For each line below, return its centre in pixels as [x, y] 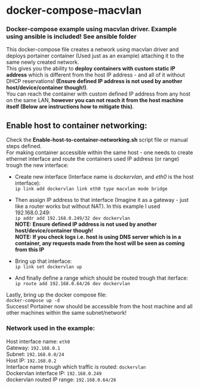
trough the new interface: [37, 166]
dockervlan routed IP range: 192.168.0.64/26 [61, 379]
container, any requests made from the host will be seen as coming [100, 243]
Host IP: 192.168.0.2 [31, 360]
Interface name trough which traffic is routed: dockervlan [76, 367]
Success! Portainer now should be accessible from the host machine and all [99, 307]
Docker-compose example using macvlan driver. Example [92, 29]
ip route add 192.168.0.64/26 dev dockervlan [72, 284]
